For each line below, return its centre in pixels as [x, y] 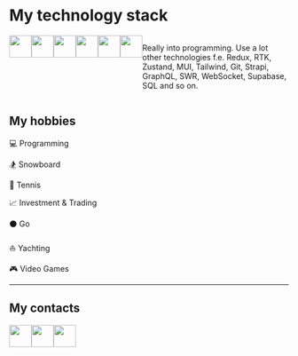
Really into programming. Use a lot [205, 47]
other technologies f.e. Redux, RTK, [207, 57]
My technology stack [89, 16]
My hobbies [43, 121]
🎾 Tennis [25, 185]
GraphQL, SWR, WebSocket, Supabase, [215, 75]
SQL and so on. [170, 85]
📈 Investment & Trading [53, 202]
